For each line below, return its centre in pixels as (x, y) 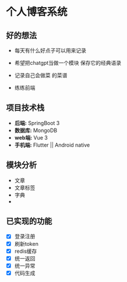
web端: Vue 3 (31, 137)
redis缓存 (26, 251)
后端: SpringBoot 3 (37, 123)
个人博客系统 (37, 12)
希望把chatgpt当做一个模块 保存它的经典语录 (68, 63)
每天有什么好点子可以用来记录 (50, 51)
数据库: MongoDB (36, 130)
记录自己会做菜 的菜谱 (41, 75)
